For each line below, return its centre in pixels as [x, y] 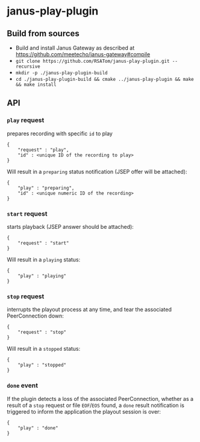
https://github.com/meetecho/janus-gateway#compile [83, 54]
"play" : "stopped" [42, 365]
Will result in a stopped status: [44, 349]
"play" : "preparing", [46, 188]
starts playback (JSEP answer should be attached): [70, 226]
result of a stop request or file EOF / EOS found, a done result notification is [95, 405]
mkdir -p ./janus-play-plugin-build [61, 73]
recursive [28, 66]
